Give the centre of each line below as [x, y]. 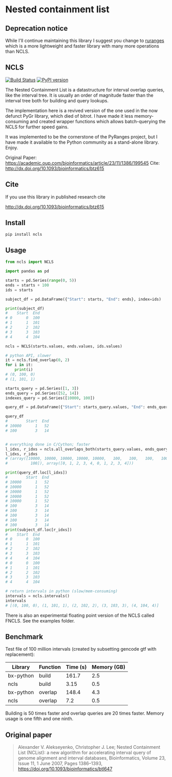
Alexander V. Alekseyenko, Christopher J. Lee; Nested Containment [89, 747]
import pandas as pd [27, 271]
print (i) [24, 370]
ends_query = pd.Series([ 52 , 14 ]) [42, 393]
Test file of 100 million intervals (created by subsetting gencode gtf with [81, 649]
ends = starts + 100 [27, 285]
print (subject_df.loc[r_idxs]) [39, 530]
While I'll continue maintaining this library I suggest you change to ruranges [85, 40]
